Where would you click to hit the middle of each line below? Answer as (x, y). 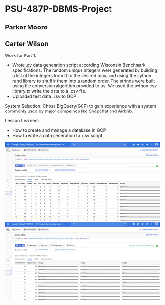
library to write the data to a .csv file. (49, 91)
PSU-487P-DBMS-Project (58, 9)
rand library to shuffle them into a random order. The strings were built (83, 81)
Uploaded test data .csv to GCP (44, 96)
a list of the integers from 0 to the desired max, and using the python (82, 76)
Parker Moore (27, 27)
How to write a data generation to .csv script (57, 136)
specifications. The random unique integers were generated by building (84, 70)
